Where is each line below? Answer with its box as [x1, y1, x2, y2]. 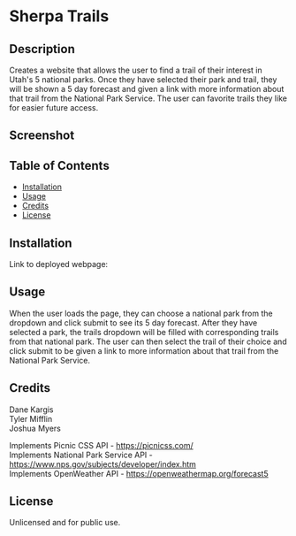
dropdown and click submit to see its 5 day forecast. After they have [9, 317, 258, 328]
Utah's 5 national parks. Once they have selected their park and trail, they [9, 74, 277, 85]
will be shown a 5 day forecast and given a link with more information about [9, 84, 285, 94]
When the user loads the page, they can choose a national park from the [9, 308, 273, 318]
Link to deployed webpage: [9, 259, 109, 270]
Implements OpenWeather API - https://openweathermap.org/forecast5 [9, 468, 269, 479]
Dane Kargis [9, 404, 55, 415]
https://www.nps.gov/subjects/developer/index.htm [9, 458, 197, 470]
